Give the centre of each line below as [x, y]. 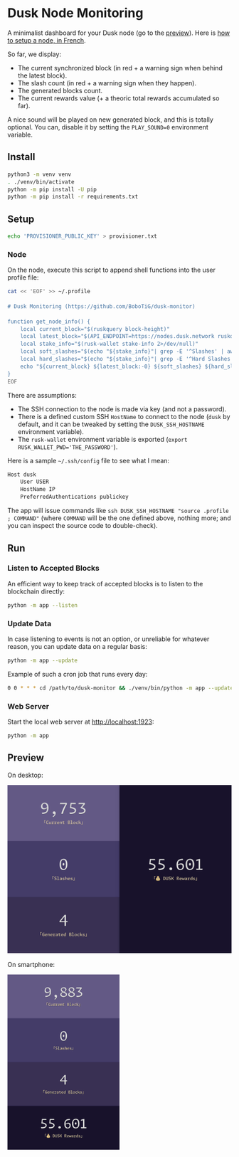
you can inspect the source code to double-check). [83, 526]
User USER [35, 482]
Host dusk [22, 475]
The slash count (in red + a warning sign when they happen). [107, 83]
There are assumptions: [42, 395]
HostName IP [38, 490]
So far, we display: [34, 54]
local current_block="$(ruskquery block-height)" [95, 329]
